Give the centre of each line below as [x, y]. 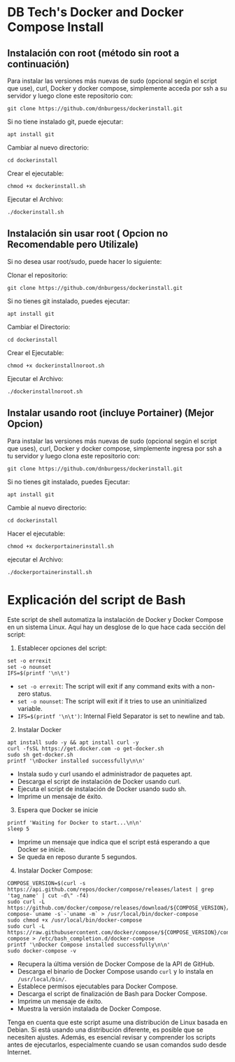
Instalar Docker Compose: [55, 870]
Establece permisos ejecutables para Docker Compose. [98, 986]
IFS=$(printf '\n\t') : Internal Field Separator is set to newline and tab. [121, 716]
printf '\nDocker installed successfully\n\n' [76, 761]
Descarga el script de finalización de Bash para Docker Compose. [112, 993]
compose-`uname [29, 914]
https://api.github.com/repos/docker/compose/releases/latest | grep [111, 889]
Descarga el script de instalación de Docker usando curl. [99, 781]
